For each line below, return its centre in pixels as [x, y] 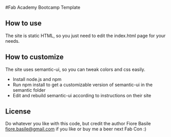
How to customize [34, 57]
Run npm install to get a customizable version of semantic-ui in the [82, 85]
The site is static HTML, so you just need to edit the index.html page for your [85, 36]
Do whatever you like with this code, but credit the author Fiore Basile [78, 124]
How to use [23, 23]
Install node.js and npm [37, 79]
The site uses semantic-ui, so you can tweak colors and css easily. [75, 69]
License [18, 112]
